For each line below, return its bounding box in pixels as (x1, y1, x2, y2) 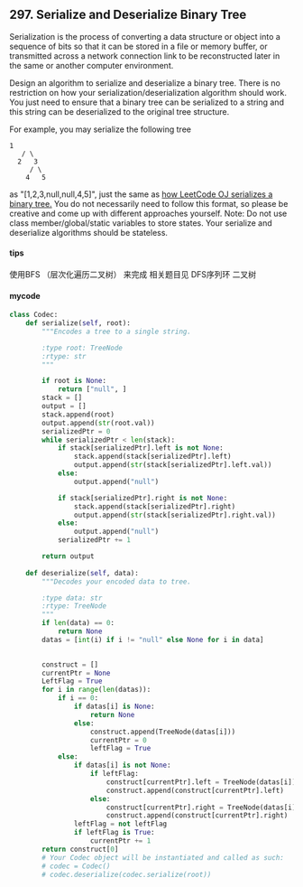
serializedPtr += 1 (57, 536, 131, 545)
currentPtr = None (41, 668, 111, 677)
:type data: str (41, 593, 103, 602)
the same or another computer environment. (9, 60, 174, 70)
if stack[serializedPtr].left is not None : (57, 443, 224, 453)
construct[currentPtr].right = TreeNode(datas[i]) (106, 803, 300, 812)
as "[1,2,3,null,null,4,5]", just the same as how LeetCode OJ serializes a (9, 189, 273, 200)
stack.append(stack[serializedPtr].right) (73, 501, 236, 511)
